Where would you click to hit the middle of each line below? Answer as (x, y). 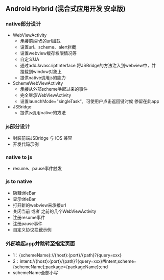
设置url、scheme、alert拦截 (48, 47)
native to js (19, 157)
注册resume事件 (29, 217)
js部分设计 (18, 127)
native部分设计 (23, 24)
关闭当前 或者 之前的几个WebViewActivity (54, 211)
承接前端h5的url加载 (40, 41)
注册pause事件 (28, 223)
